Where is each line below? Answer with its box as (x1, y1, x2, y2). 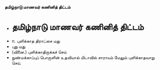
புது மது (11, 44, 25, 49)
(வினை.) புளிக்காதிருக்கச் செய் (11, 49, 67, 55)
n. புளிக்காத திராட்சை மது (11, 38, 60, 44)
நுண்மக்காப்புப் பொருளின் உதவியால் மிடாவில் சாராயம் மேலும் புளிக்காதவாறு (11, 54, 155, 60)
